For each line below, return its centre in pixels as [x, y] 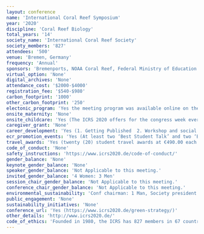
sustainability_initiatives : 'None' [53, 205]
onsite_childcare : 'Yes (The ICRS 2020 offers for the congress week [96, 119]
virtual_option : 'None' [36, 74]
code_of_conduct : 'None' [38, 148]
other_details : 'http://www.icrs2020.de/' [61, 216]
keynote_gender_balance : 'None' [47, 165]
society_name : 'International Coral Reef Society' [72, 40]
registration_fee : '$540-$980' [46, 91]
